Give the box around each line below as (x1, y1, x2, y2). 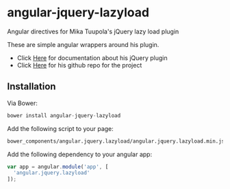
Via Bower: (7, 99, 38, 107)
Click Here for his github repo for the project (16, 61, 142, 69)
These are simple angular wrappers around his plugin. (7, 40, 159, 48)
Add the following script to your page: (7, 124, 114, 132)
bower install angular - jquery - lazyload (7, 112, 121, 119)
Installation (7, 81, 56, 93)
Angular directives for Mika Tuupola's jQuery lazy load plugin (7, 27, 179, 35)
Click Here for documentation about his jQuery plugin (16, 53, 168, 62)
